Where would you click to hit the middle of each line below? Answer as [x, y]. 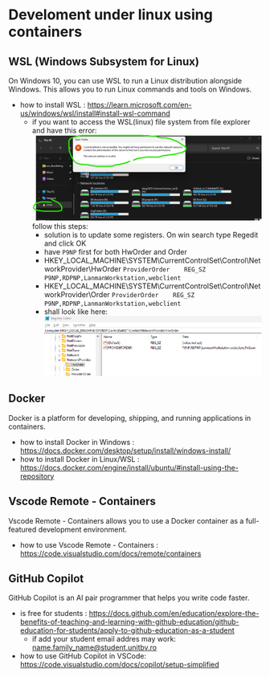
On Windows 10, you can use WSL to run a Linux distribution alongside [125, 81]
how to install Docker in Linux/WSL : [80, 459]
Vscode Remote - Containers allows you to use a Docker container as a [126, 520]
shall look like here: [76, 312]
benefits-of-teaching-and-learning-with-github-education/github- [129, 622]
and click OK [65, 243]
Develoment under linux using [110, 15]
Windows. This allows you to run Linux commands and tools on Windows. [130, 89]
